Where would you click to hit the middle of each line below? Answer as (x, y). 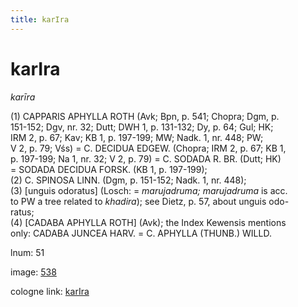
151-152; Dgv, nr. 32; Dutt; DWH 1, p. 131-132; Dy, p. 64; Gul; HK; (142, 127)
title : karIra (40, 19)
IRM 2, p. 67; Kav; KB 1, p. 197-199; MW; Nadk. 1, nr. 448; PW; (137, 137)
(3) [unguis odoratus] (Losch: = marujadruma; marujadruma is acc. (149, 190)
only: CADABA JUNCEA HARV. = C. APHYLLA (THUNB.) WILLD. (141, 233)
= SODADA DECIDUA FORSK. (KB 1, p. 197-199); (109, 169)
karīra (23, 97)
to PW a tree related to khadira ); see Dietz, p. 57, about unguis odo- (150, 201)
